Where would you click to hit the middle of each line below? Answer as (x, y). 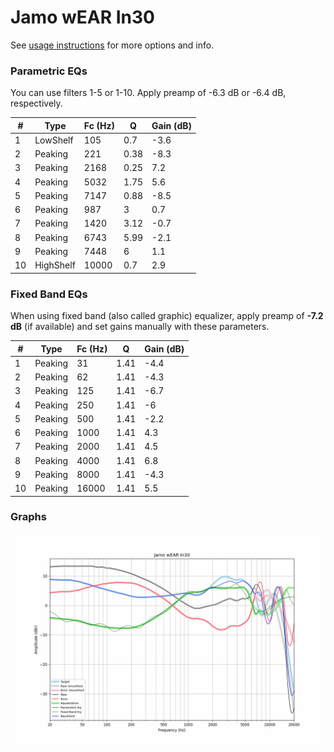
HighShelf (55, 265)
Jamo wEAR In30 (82, 17)
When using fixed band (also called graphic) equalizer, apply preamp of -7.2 (167, 316)
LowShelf (54, 140)
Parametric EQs (49, 71)
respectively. (36, 103)
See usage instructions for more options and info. (112, 45)
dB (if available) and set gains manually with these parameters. (140, 327)
